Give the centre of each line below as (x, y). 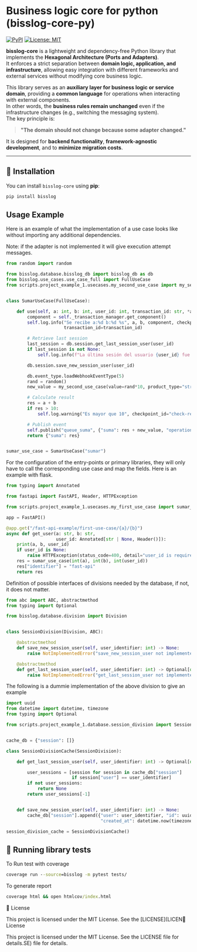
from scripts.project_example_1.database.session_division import (89, 725)
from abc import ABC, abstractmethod (52, 600)
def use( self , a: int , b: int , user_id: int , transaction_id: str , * (103, 311)
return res (30, 572)
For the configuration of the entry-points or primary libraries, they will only (96, 462)
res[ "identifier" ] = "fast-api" (56, 566)
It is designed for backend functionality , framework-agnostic (81, 141)
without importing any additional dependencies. (64, 235)
